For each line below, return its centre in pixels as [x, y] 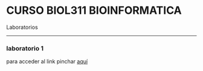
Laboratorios [22, 27]
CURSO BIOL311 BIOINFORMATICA [94, 11]
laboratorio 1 [25, 48]
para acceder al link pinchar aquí [47, 61]
